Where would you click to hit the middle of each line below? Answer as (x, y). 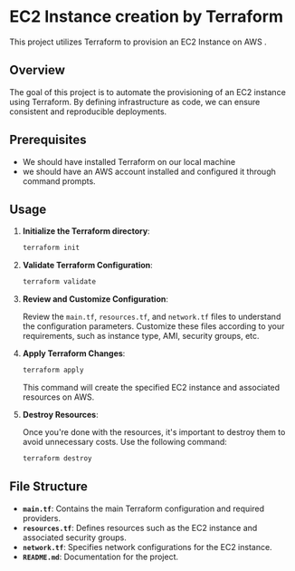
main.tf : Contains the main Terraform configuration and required (143, 508)
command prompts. (59, 181)
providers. (42, 518)
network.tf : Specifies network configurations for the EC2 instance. (147, 547)
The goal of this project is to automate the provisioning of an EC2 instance (148, 92)
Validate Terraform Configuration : (88, 266)
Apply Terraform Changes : (74, 353)
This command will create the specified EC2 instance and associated (151, 387)
